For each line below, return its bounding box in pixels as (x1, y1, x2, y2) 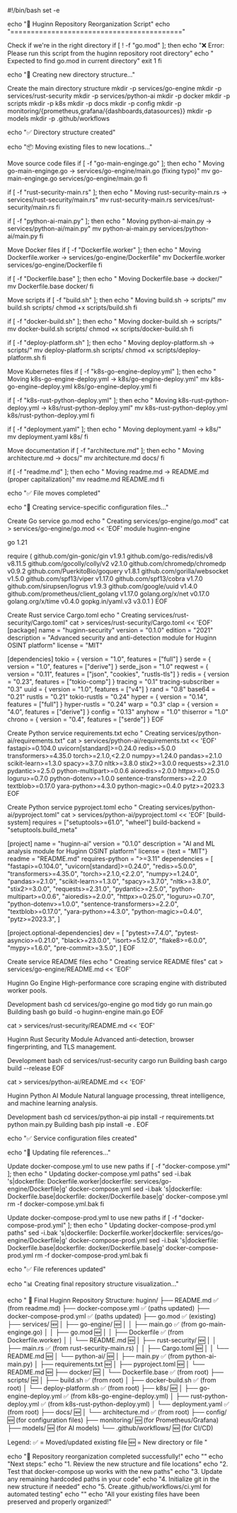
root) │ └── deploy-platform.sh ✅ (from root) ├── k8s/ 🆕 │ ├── (7, 1384, 198, 1392)
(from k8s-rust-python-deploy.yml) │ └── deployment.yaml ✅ (47, 1400, 230, 1408)
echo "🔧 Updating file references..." (7, 1148, 111, 1157)
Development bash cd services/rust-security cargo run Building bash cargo (7, 1056, 228, 1064)
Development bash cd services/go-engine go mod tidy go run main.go (7, 1000, 213, 1008)
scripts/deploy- (156, 346, 201, 354)
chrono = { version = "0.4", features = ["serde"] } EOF (7, 715, 164, 723)
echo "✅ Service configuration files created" (7, 1134, 138, 1142)
